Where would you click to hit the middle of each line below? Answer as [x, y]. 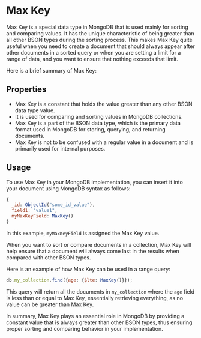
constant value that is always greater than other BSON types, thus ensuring [99, 322]
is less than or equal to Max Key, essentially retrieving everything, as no [95, 298]
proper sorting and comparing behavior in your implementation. [85, 328]
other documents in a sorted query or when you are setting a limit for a [94, 52]
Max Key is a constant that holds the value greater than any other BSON [104, 104]
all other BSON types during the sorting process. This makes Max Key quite [100, 40]
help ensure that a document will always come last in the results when [93, 251]
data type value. [35, 110]
